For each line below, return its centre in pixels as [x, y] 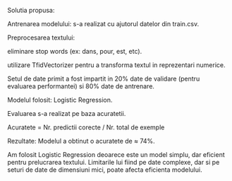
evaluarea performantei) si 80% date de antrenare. [81, 86]
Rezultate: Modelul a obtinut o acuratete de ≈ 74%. [81, 141]
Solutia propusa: [31, 10]
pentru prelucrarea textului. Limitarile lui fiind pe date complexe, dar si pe [114, 162]
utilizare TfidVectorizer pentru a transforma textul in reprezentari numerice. [116, 65]
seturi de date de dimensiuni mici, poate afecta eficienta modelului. [105, 170]
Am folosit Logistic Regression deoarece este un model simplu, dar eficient [116, 154]
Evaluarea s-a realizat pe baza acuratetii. [67, 113]
